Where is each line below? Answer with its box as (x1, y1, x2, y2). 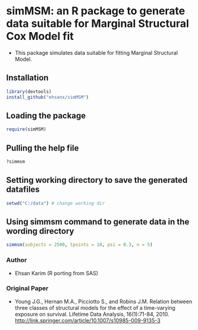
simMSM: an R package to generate (6, 4, 186, 18)
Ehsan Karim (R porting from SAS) (14, 269, 99, 276)
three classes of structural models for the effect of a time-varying (14, 304, 175, 311)
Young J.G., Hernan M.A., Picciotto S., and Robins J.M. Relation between (14, 298, 192, 305)
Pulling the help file (6, 143, 79, 153)
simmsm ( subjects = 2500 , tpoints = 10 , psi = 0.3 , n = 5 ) (6, 242, 153, 248)
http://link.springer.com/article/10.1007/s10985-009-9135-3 (14, 317, 161, 324)
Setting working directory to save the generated (6, 175, 188, 185)
